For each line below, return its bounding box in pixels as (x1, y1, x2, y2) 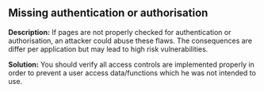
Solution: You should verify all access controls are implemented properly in (8, 59, 255, 69)
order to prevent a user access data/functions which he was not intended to (8, 67, 256, 78)
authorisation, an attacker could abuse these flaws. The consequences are (8, 36, 252, 45)
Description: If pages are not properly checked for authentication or (8, 27, 231, 36)
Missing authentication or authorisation (8, 6, 209, 20)
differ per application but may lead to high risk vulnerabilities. (8, 44, 209, 54)
